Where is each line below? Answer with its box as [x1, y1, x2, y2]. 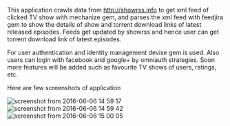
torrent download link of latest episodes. [7, 35, 122, 43]
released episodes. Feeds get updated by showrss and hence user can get [7, 28, 219, 36]
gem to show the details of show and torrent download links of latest [7, 21, 202, 28]
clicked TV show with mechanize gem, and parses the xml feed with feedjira [7, 13, 224, 21]
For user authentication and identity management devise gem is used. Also [7, 48, 220, 56]
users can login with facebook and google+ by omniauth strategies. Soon [7, 56, 216, 64]
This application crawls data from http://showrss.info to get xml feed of [7, 6, 209, 14]
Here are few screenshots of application [7, 84, 121, 92]
